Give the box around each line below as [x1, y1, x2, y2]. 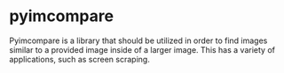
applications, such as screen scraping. [9, 54, 151, 64]
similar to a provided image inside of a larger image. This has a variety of [9, 44, 275, 55]
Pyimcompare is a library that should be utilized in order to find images [9, 35, 268, 46]
